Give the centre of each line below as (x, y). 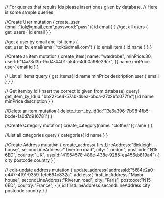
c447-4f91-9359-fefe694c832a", (39, 175)
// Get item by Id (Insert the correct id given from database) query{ (72, 91)
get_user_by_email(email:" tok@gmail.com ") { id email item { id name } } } (79, 47)
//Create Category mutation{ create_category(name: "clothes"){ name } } (79, 125)
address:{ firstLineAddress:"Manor (109, 175)
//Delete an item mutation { (32, 111)
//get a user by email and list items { (41, 42)
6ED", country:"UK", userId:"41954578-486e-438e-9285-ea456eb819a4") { (82, 155)
